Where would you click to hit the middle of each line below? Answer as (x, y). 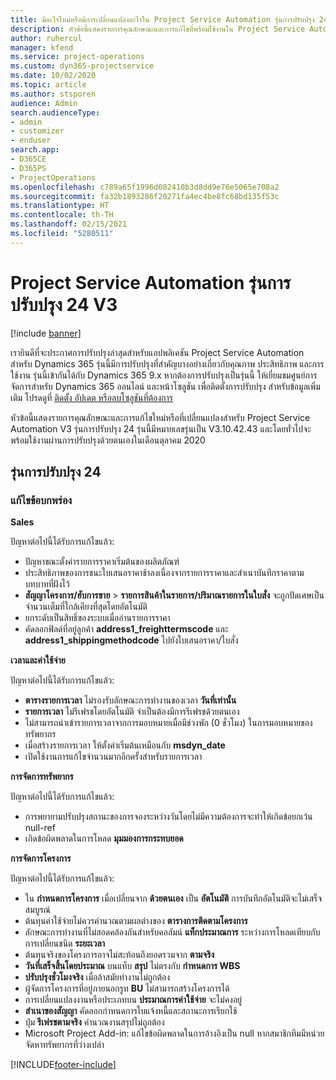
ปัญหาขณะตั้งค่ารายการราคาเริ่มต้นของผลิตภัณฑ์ (102, 562)
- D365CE (28, 159)
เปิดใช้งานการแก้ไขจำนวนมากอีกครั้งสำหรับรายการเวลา (113, 757)
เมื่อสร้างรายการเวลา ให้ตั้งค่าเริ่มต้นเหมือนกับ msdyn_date (125, 745)
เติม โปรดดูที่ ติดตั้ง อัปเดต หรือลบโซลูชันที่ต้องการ (92, 397)
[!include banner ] (46, 333)
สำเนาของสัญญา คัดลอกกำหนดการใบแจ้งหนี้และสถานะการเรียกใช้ (131, 1011)
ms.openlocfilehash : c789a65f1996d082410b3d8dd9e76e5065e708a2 (145, 187)
